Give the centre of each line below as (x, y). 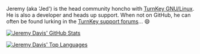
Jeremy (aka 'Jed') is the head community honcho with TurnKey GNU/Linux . (100, 9)
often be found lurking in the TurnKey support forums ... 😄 (78, 21)
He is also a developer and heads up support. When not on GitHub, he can (98, 15)
